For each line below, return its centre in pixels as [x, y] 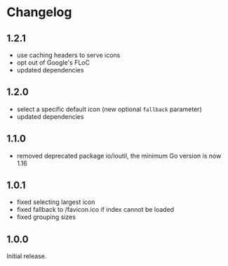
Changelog [39, 12]
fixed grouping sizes [46, 217]
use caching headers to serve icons [68, 55]
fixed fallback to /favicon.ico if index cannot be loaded [95, 210]
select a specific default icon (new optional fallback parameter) [109, 109]
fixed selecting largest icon [56, 202]
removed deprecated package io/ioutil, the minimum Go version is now [119, 156]
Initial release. [27, 256]
